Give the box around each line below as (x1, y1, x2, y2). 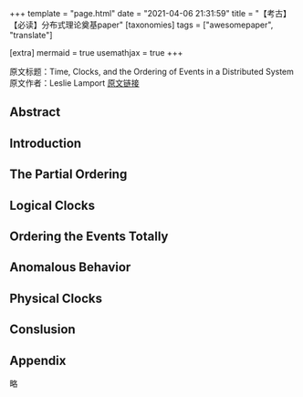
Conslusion (9, 322, 76, 338)
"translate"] (9, 30, 53, 40)
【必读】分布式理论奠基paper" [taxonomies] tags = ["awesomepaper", (9, 19, 274, 30)
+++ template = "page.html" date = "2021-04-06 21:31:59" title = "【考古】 (9, 8, 292, 18)
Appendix (9, 352, 67, 368)
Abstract (9, 104, 61, 120)
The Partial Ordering (9, 167, 128, 183)
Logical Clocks (9, 197, 96, 213)
